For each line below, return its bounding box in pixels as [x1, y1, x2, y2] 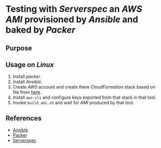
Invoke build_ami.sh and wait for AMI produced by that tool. [12, 100, 134, 106]
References [5, 114, 42, 122]
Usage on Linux [5, 60, 54, 69]
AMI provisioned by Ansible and [5, 14, 138, 25]
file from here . [12, 89, 42, 95]
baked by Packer [5, 25, 76, 35]
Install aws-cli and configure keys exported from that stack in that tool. [12, 94, 157, 100]
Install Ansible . [12, 79, 43, 85]
